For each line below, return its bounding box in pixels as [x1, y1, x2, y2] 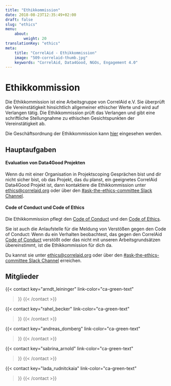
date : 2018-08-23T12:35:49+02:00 [5, 12, 77, 17]
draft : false [5, 17, 33, 22]
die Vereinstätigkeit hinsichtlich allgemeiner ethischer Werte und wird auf [5, 104, 159, 111]
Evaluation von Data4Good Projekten [5, 160, 85, 166]
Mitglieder [5, 272, 39, 281]
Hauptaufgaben [5, 145, 57, 154]
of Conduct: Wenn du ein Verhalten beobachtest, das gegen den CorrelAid [5, 231, 162, 237]
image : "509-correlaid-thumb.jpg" [14, 55, 88, 60]
